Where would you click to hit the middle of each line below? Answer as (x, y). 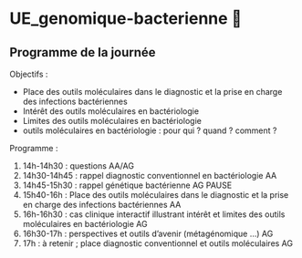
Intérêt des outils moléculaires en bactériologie (110, 111)
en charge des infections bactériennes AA (102, 205)
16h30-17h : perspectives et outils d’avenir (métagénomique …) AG (148, 233)
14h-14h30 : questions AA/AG (78, 166)
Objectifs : (29, 74)
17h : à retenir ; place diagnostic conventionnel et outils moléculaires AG (158, 243)
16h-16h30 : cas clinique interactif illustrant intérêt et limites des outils (154, 214)
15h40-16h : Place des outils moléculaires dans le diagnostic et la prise (156, 195)
